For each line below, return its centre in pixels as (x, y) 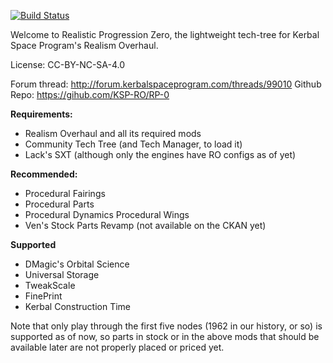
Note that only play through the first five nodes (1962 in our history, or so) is (166, 326)
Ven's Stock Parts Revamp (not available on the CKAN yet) (145, 225)
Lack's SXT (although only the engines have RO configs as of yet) (160, 154)
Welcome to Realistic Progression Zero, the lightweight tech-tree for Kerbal (165, 34)
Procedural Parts (59, 204)
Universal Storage (62, 274)
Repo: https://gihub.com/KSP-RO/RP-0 (90, 94)
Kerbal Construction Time (78, 306)
